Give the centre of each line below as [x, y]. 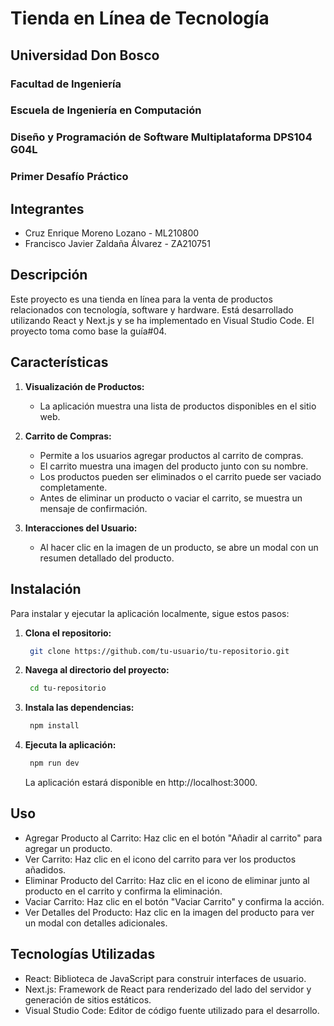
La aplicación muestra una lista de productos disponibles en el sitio [178, 406]
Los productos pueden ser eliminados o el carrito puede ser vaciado [180, 476]
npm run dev [54, 763]
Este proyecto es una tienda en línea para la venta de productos [141, 299]
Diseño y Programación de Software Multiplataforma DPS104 [161, 137]
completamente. [73, 487]
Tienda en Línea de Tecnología [140, 18]
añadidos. [45, 869]
